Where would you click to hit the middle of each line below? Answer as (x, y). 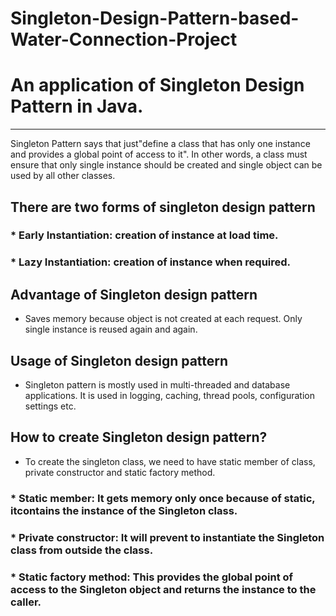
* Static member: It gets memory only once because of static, (163, 498)
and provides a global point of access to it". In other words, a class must (159, 154)
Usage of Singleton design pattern (119, 360)
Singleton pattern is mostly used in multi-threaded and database (157, 384)
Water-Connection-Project (124, 39)
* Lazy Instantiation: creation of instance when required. (151, 262)
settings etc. (50, 406)
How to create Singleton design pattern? (139, 437)
